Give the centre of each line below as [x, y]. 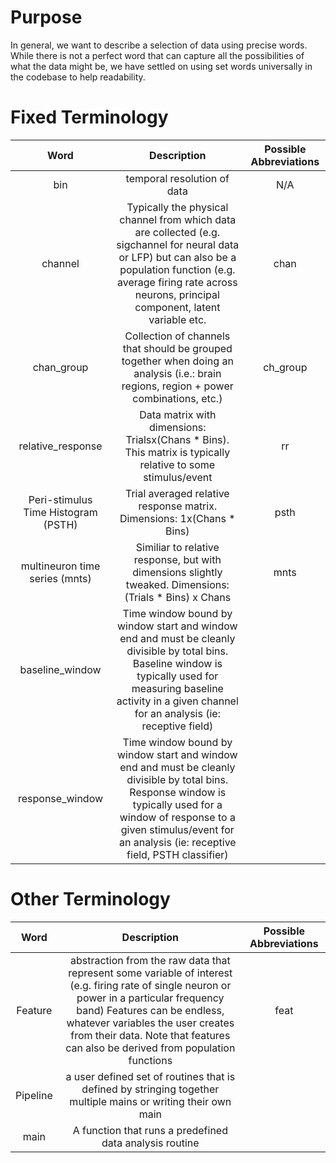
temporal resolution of [177, 178]
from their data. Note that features [150, 1035]
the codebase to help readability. [78, 77]
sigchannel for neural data [178, 244]
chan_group [60, 367]
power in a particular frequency [150, 998]
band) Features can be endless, [150, 1010]
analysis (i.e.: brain [177, 373]
